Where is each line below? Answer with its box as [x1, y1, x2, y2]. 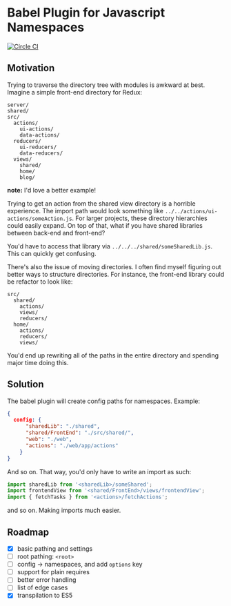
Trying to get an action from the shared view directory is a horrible [7, 199, 196, 208]
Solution [7, 378, 44, 391]
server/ [7, 101, 30, 108]
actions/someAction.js [7, 215, 72, 222]
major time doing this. [7, 358, 69, 366]
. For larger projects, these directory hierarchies [72, 214, 208, 222]
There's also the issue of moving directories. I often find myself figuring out [7, 262, 221, 271]
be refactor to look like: [7, 277, 73, 286]
